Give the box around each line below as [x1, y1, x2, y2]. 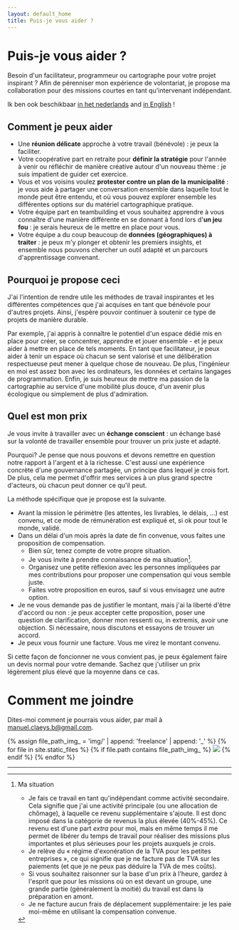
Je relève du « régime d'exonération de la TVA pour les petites [28, 847, 211, 855]
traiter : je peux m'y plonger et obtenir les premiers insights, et [17, 238, 202, 246]
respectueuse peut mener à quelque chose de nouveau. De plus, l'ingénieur [7, 360, 230, 368]
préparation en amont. [28, 892, 94, 901]
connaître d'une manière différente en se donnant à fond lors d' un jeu [17, 215, 223, 224]
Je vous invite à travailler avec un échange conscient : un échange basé [7, 429, 221, 438]
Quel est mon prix [7, 410, 87, 422]
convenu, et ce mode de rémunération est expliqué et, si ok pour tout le [17, 516, 228, 524]
